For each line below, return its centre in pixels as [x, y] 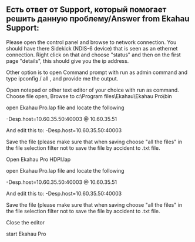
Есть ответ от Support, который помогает [86, 10]
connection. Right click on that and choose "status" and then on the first [93, 55]
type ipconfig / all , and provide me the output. [62, 78]
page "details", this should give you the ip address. [68, 60]
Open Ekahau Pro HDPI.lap [38, 159]
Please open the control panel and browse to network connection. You [91, 42]
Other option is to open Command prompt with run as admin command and [97, 72]
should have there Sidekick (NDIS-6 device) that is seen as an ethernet [92, 48]
